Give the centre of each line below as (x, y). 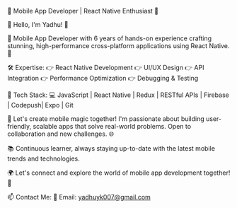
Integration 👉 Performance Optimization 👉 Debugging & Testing (103, 78)
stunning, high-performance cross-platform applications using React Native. (118, 46)
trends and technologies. (44, 158)
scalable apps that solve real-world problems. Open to (112, 126)
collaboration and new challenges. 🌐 (61, 134)
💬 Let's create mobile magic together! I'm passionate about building (106, 119)
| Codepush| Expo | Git (41, 105)
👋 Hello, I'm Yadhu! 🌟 (38, 24)
